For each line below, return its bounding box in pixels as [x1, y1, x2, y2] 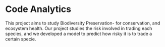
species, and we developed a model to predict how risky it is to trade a [5, 30, 152, 36]
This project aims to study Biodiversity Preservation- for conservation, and [5, 20, 160, 26]
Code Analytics [5, 3, 72, 15]
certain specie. [5, 36, 36, 42]
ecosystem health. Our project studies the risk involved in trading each [5, 25, 152, 31]
